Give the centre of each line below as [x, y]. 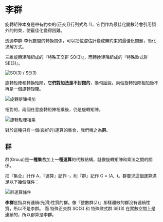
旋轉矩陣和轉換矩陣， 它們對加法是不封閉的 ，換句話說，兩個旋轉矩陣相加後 [80, 82]
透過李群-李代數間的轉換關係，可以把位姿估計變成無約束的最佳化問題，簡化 [81, 40]
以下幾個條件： [24, 182]
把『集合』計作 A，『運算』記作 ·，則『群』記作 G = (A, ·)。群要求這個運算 [79, 175]
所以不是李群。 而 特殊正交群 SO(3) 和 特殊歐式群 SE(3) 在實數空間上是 [84, 208]
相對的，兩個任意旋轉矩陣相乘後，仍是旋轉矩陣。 [54, 109]
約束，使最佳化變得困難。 [39, 30]
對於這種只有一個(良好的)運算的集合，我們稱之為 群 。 [58, 130]
